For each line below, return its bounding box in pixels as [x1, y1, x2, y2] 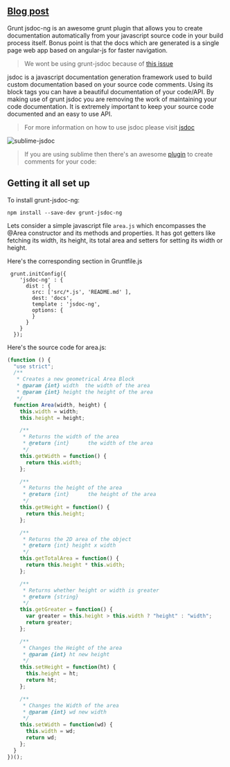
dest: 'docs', [32, 294, 73, 301]
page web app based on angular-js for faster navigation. [7, 46, 168, 54]
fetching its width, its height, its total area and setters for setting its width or [7, 236, 223, 245]
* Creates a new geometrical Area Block [16, 376, 135, 383]
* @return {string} [22, 593, 79, 600]
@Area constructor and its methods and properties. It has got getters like [7, 229, 216, 237]
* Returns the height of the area [22, 484, 123, 491]
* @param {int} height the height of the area [16, 389, 154, 396]
